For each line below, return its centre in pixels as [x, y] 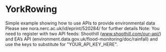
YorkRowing [31, 9]
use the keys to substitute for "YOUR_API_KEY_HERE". [62, 44]
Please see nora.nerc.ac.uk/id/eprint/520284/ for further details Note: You [82, 28]
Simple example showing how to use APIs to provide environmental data [80, 23]
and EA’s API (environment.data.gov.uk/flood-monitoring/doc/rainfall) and [81, 39]
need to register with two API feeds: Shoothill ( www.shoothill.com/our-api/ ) [83, 33]
